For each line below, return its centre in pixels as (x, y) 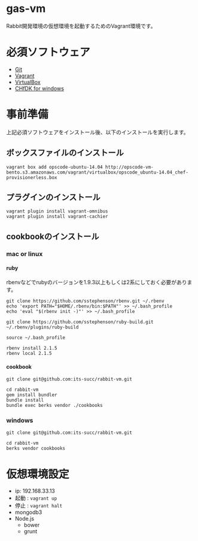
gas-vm (26, 9)
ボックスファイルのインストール (65, 153)
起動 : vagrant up (36, 498)
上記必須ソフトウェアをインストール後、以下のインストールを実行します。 (98, 132)
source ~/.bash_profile (36, 338)
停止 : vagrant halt (39, 506)
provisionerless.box (32, 177)
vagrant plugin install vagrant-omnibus (57, 211)
